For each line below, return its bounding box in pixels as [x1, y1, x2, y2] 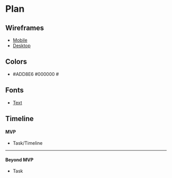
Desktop [12, 43, 31, 49]
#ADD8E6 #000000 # [12, 71, 59, 77]
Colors [5, 57, 27, 66]
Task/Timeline [12, 140, 42, 146]
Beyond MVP [5, 156, 34, 163]
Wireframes [5, 24, 45, 32]
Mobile [12, 37, 28, 43]
